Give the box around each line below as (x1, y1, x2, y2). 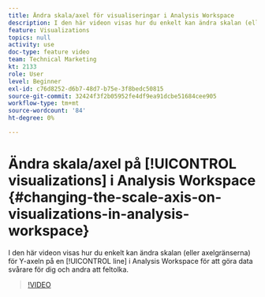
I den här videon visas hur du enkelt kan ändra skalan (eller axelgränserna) (8, 247, 251, 257)
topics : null (8, 33, 51, 42)
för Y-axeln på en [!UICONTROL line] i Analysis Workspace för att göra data (8, 256, 254, 265)
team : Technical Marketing (8, 56, 97, 64)
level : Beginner (8, 77, 62, 85)
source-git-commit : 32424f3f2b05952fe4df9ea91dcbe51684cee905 (8, 92, 217, 100)
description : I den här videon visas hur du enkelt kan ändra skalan (8, 19, 242, 27)
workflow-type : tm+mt (8, 99, 80, 107)
